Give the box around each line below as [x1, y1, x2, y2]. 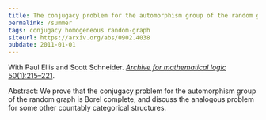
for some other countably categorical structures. [8, 103, 167, 113]
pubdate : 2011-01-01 [8, 41, 77, 49]
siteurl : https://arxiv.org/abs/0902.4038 [8, 33, 150, 42]
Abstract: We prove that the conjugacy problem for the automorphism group [8, 86, 256, 96]
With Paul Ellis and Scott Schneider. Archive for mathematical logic [8, 62, 227, 72]
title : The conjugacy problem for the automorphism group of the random [8, 11, 253, 20]
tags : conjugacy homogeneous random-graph [8, 26, 150, 34]
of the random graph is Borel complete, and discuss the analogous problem [8, 95, 255, 104]
